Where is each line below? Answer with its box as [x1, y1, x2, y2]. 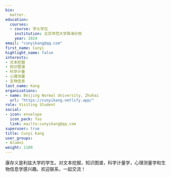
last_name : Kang [5, 83, 40, 88]
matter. [10, 12, 26, 17]
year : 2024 [14, 36, 38, 41]
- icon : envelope [5, 112, 42, 117]
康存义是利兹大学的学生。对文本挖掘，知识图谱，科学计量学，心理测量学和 [5, 160, 161, 166]
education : [5, 17, 28, 22]
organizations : [5, 88, 38, 93]
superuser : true [5, 126, 40, 131]
